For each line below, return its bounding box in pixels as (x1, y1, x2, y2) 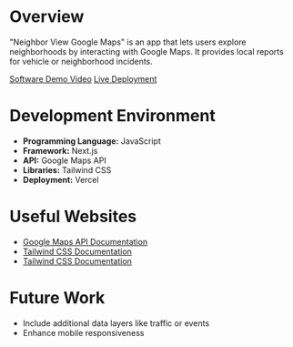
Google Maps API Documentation (22, 236, 148, 247)
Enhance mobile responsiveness (22, 327, 145, 338)
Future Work (9, 288, 106, 308)
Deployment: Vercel (22, 174, 99, 185)
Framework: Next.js (22, 145, 98, 156)
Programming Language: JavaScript (22, 135, 162, 147)
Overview (9, 6, 85, 27)
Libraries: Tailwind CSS (22, 164, 112, 175)
